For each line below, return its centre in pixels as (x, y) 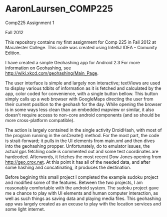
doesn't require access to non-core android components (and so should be (83, 115)
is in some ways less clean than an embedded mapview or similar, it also (80, 110)
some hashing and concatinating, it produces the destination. (68, 167)
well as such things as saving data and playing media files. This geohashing (83, 198)
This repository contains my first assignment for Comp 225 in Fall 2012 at (81, 42)
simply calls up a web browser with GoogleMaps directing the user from (79, 99)
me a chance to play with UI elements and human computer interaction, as (82, 193)
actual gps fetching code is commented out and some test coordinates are (82, 151)
